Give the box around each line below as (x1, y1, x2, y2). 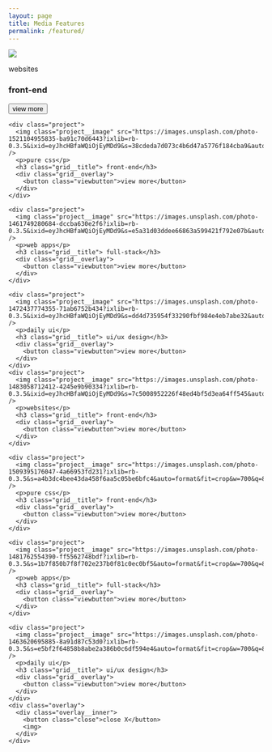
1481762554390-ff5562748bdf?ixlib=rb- (8, 552, 139, 561)
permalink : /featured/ (8, 27, 85, 35)
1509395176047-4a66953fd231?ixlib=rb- (8, 467, 139, 476)
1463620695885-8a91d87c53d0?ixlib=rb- (8, 637, 139, 646)
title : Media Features (8, 19, 85, 28)
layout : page (8, 11, 53, 20)
